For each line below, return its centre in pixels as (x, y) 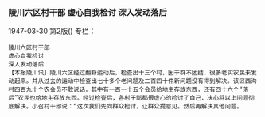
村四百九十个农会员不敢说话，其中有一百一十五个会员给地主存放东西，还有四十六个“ (125, 90)
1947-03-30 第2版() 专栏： (52, 31)
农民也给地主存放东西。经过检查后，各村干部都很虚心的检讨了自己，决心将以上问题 (133, 98)
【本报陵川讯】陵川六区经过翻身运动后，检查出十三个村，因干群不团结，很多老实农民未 (130, 73)
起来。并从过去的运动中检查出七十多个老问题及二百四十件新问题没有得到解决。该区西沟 (135, 81)
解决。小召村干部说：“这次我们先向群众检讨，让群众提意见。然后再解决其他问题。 (128, 107)
